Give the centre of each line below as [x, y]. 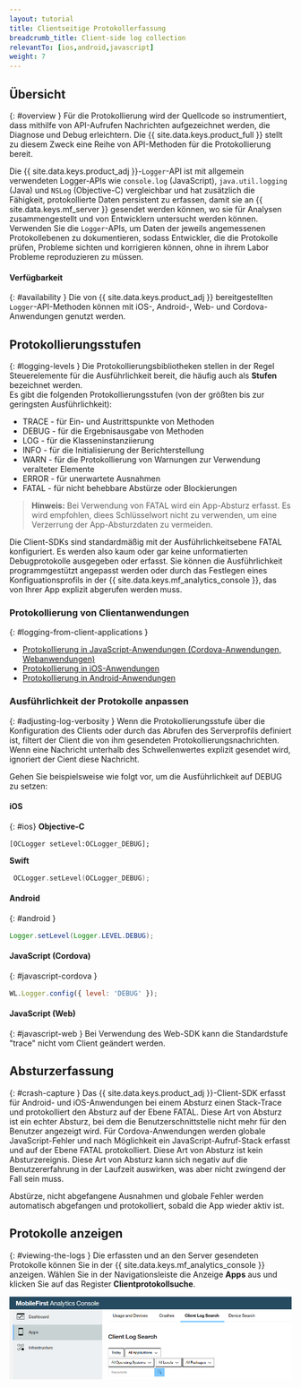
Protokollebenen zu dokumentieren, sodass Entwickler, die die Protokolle [144, 237]
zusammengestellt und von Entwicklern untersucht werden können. [133, 219]
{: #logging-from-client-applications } [79, 633]
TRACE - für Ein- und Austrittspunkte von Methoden [118, 421]
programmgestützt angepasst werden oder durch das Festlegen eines [138, 570]
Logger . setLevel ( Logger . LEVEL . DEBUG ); [82, 935]
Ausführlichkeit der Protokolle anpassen [99, 702]
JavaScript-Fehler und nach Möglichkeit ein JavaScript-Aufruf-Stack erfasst [150, 1140]
